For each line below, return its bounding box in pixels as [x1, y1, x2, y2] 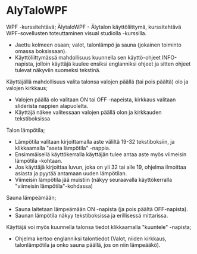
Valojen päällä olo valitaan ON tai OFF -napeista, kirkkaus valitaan [14, 96, 176, 103]
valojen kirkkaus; [6, 84, 48, 91]
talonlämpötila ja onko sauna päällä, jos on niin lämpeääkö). [14, 241, 161, 248]
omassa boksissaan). [14, 47, 67, 54]
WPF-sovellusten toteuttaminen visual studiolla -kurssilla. [6, 29, 147, 36]
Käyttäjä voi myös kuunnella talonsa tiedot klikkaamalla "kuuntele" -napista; [6, 223, 192, 230]
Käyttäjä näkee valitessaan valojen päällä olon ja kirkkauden [14, 109, 162, 116]
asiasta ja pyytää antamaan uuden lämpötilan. [14, 169, 127, 176]
